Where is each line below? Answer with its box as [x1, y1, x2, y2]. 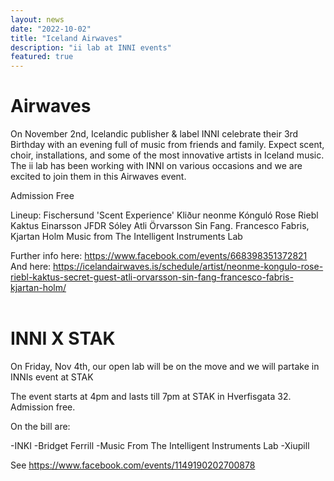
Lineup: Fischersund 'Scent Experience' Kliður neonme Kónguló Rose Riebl [10, 209, 319, 221]
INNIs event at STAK [10, 371, 94, 383]
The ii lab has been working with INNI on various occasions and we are [10, 160, 303, 172]
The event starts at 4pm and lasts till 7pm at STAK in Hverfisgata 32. [10, 391, 292, 402]
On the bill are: [10, 421, 71, 432]
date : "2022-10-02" [10, 24, 92, 34]
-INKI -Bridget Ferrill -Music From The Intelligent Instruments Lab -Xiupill [10, 440, 310, 451]
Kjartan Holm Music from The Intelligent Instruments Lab [10, 231, 243, 243]
